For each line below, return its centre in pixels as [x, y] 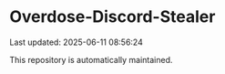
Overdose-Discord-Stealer [112, 17]
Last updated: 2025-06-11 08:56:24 [76, 42]
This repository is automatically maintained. [91, 59]
